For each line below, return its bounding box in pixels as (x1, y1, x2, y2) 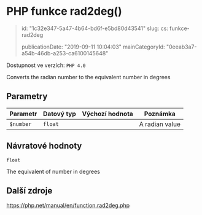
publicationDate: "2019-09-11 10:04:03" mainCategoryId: (21, 43, 165, 50)
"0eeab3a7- (166, 43, 197, 50)
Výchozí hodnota (82, 109, 133, 118)
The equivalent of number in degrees (6, 168, 100, 175)
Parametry (6, 91, 48, 102)
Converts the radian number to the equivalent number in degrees (6, 73, 171, 80)
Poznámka (144, 109, 176, 118)
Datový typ (42, 109, 77, 118)
